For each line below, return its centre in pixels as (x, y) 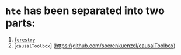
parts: (20, 23)
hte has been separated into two (85, 11)
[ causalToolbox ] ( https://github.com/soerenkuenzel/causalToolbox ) (95, 46)
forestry (25, 40)
